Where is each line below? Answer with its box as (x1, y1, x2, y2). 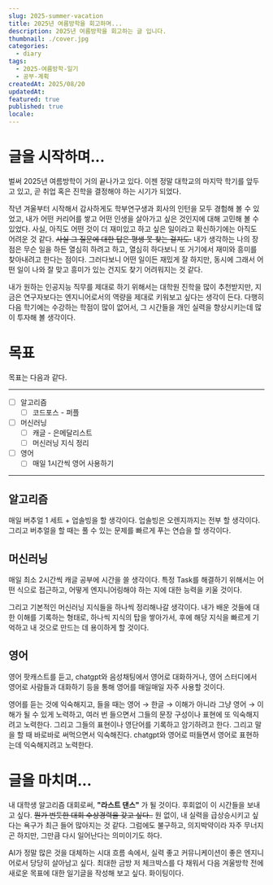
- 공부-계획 (15, 72, 50, 81)
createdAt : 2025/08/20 (8, 80, 85, 88)
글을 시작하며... (8, 148, 106, 167)
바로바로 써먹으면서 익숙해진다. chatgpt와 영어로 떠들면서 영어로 (33, 730, 238, 739)
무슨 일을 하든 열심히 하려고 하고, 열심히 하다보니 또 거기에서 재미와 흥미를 (23, 244, 258, 254)
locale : (8, 111, 35, 119)
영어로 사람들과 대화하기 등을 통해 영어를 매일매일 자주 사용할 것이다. (8, 682, 225, 691)
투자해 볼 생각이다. (16, 312, 76, 322)
